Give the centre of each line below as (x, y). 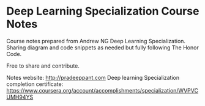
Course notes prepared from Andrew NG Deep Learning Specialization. (96, 41)
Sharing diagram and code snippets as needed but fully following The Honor (102, 48)
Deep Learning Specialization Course (103, 11)
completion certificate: (35, 84)
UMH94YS (20, 97)
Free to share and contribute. (43, 66)
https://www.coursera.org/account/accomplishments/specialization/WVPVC (102, 90)
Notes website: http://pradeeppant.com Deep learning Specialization (93, 77)
